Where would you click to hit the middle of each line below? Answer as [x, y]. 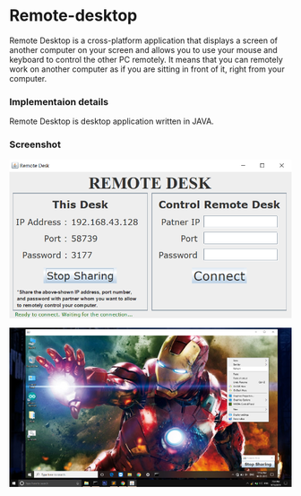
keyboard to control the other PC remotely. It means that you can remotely [146, 59]
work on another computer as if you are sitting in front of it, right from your [147, 69]
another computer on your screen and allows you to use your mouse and [143, 49]
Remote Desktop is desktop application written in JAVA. [112, 121]
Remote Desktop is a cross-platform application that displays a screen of [144, 40]
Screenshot [35, 144]
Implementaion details [59, 101]
